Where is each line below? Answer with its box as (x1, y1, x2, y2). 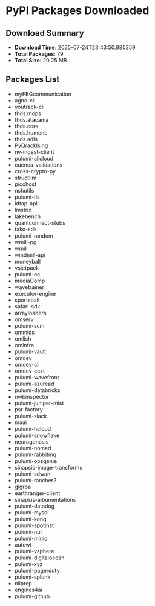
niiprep (14, 579, 33, 587)
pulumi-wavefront (14, 373, 59, 381)
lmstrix (14, 206, 31, 213)
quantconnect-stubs (14, 219, 66, 226)
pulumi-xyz (14, 560, 43, 567)
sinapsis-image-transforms (14, 464, 83, 471)
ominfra (14, 341, 35, 348)
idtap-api (14, 199, 38, 207)
